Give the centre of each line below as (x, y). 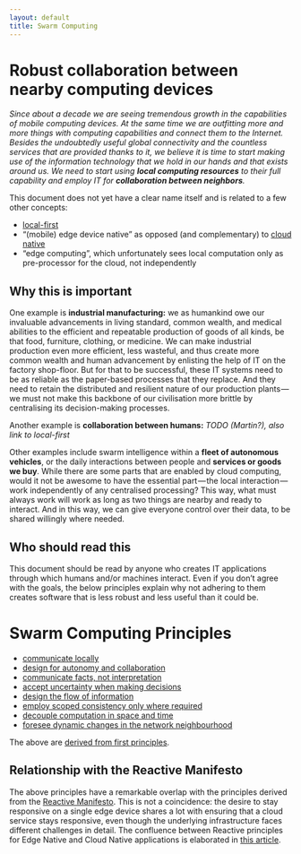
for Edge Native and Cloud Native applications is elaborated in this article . (145, 840)
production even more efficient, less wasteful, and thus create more (134, 351)
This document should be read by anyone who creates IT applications (138, 569)
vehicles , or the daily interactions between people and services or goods (146, 462)
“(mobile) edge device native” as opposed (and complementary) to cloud (157, 235)
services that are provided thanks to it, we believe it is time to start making (147, 152)
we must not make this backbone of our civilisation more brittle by (131, 399)
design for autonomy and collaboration (94, 668)
